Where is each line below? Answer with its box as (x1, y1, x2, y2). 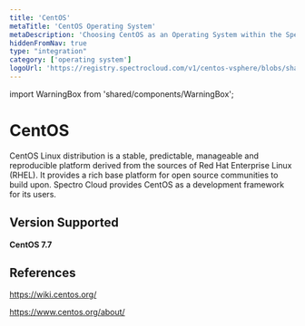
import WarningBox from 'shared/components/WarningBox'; (9, 88, 234, 100)
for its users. (9, 188, 57, 199)
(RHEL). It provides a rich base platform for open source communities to (9, 169, 279, 180)
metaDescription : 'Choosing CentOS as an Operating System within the (9, 30, 282, 39)
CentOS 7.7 (9, 239, 53, 250)
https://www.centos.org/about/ (9, 307, 125, 318)
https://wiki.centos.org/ (9, 289, 97, 300)
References (9, 265, 76, 281)
